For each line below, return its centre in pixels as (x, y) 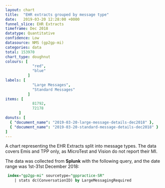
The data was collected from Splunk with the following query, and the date (83, 161)
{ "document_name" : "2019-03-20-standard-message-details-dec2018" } (84, 127)
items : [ (14, 99)
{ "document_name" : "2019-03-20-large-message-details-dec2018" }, (82, 122)
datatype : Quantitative (30, 33)
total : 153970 (20, 52)
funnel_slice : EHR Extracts (35, 24)
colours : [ (17, 61)
